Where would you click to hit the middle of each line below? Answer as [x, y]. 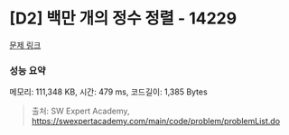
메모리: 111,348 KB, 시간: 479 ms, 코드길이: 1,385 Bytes [108, 92]
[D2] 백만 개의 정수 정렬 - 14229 [123, 18]
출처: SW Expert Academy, [80, 111]
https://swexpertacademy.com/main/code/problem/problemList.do [156, 121]
